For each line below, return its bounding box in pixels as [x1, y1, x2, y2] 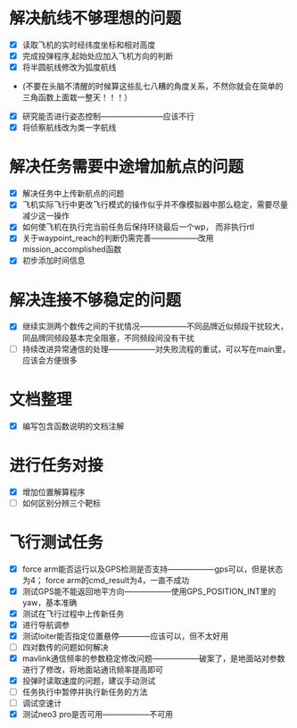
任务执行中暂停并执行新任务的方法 [21, 687, 148, 698]
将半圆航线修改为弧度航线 [21, 62, 117, 72]
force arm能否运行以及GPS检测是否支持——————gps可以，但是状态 [21, 564, 284, 574]
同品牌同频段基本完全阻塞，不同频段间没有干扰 [21, 332, 194, 343]
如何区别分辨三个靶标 [21, 498, 101, 508]
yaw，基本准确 [21, 597, 78, 607]
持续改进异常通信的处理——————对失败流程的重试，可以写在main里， [21, 343, 291, 354]
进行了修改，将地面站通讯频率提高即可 [21, 665, 163, 674]
